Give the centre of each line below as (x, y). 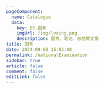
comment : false (25, 71)
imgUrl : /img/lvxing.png (47, 33)
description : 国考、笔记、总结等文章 (58, 39)
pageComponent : (25, 11)
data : (18, 22)
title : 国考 (20, 44)
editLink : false (26, 77)
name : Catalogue (31, 17)
